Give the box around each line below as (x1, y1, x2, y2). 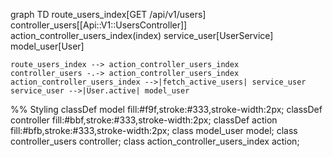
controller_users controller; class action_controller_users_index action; (10, 135, 300, 147)
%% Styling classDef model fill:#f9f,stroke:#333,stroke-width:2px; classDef (10, 104, 323, 115)
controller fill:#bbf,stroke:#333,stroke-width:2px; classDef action (10, 114, 278, 126)
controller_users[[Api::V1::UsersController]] (10, 19, 188, 31)
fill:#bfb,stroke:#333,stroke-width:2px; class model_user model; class (10, 125, 298, 136)
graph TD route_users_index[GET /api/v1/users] (10, 9, 207, 20)
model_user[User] (10, 40, 85, 52)
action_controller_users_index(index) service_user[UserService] (10, 30, 274, 41)
